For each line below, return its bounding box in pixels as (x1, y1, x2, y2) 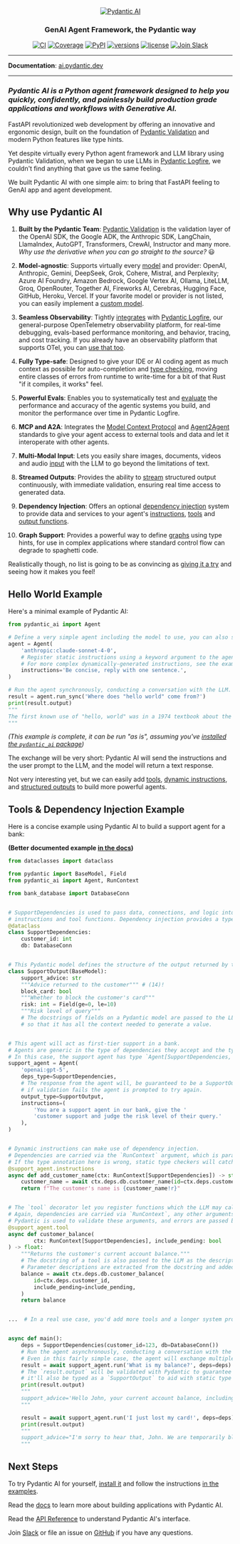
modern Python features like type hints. (8, 135, 124, 143)
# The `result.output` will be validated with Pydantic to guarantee (21, 1368, 232, 1375)
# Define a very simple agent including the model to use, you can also (8, 634, 229, 641)
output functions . (18, 517, 70, 526)
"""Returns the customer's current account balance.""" (21, 1250, 191, 1257)
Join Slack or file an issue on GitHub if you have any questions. (8, 1528, 193, 1537)
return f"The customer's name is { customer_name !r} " (21, 1185, 181, 1193)
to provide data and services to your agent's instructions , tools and (18, 510, 216, 518)
